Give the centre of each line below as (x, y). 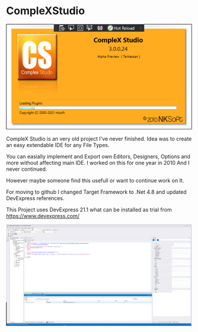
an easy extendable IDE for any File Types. (58, 145)
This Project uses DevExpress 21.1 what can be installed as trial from (89, 209)
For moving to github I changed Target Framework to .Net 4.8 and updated (96, 192)
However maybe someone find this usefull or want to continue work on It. (95, 180)
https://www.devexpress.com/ (43, 216)
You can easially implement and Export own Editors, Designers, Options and (98, 156)
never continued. (27, 169)
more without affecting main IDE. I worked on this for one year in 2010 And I (98, 162)
